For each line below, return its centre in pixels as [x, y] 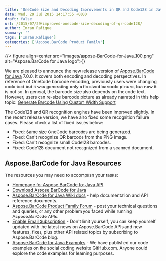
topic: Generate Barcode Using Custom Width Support [61, 102]
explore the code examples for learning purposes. [63, 253]
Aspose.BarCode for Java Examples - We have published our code [80, 242]
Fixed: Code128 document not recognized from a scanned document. [83, 148]
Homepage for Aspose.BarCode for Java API [58, 185]
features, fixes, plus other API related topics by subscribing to [75, 232]
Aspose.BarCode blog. [35, 237]
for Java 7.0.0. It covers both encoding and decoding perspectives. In [76, 76]
